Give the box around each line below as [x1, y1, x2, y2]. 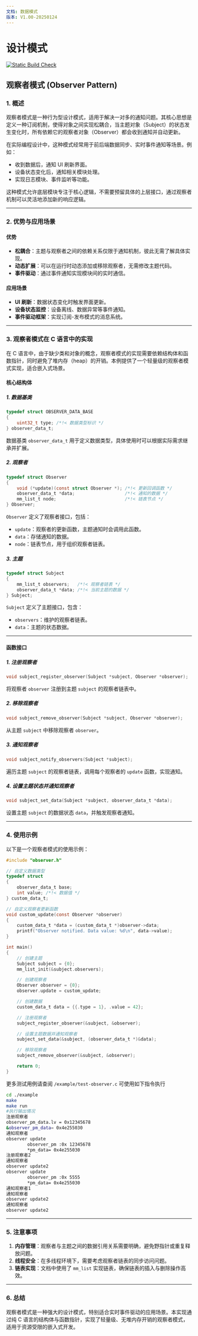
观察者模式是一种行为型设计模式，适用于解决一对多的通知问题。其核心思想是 [6, 114, 192, 121]
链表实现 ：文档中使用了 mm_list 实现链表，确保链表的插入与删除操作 [14, 1264, 181, 1272]
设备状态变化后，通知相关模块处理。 [14, 168, 103, 176]
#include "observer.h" [6, 857, 62, 863]
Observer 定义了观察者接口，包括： [6, 513, 91, 520]
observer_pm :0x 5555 [27, 1174, 81, 1180]
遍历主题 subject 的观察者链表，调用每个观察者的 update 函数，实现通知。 [6, 768, 186, 775]
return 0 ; [16, 1063, 41, 1069]
